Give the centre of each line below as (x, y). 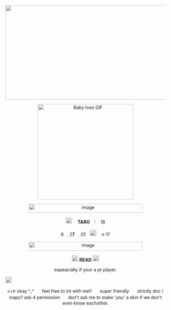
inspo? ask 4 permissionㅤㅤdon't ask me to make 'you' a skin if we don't (85, 297)
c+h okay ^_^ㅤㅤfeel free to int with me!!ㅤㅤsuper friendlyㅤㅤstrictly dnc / (85, 291)
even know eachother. (85, 303)
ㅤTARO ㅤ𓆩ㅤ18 (89, 222)
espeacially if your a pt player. (85, 270)
